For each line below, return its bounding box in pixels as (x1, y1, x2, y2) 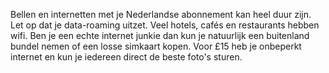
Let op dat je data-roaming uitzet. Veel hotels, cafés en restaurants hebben (10, 19, 320, 31)
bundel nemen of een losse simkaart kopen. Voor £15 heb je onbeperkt (10, 40, 302, 52)
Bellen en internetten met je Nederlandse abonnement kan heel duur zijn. (10, 9, 312, 20)
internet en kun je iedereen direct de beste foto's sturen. (10, 51, 243, 63)
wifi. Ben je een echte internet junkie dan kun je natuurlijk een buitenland (10, 30, 310, 41)
